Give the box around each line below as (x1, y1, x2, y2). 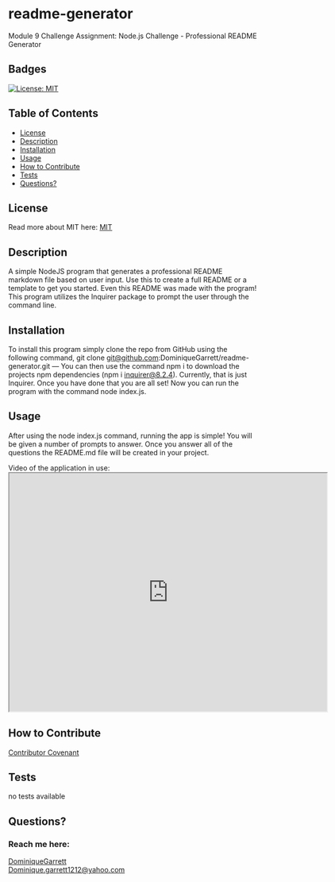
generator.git (8, 362, 51, 370)
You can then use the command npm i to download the (60, 362, 240, 370)
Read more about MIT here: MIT (8, 222, 113, 232)
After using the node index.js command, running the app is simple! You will (8, 431, 252, 440)
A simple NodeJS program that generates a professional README (8, 267, 223, 277)
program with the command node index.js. (8, 387, 147, 396)
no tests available (8, 791, 66, 801)
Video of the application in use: (8, 462, 110, 473)
